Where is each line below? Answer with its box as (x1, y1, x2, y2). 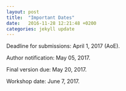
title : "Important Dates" (6, 15, 75, 21)
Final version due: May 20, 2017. (6, 66, 87, 73)
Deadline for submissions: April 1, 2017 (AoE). (6, 42, 121, 50)
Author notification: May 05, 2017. (6, 54, 91, 61)
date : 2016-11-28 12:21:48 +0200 (6, 20, 97, 26)
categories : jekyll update (6, 25, 75, 32)
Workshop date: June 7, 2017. (6, 78, 80, 85)
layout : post (6, 8, 40, 15)
